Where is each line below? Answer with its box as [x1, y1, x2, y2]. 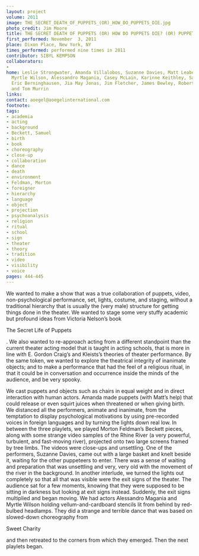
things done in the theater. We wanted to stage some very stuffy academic [6, 309, 188, 316]
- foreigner [6, 185, 36, 191]
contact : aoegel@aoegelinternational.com [6, 97, 110, 103]
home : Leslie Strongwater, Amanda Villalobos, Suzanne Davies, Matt [6, 69, 179, 75]
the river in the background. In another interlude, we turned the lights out [6, 469, 184, 476]
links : [6, 91, 23, 97]
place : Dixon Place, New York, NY [6, 42, 92, 48]
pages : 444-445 [6, 274, 44, 279]
